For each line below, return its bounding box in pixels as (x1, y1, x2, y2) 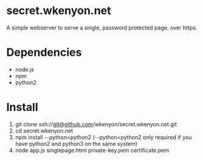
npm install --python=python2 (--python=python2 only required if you (15, 133, 192, 141)
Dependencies (6, 45, 82, 59)
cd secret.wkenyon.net (15, 127, 73, 134)
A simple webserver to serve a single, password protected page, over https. (6, 24, 197, 31)
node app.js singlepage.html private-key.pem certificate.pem (15, 147, 169, 154)
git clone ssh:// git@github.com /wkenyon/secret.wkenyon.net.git (15, 120, 177, 128)
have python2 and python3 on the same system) (15, 140, 138, 147)
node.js (15, 66, 35, 73)
